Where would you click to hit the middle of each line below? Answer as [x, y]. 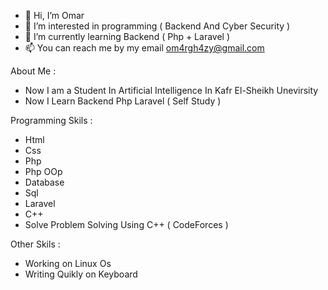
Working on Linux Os [68, 263]
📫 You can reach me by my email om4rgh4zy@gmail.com [144, 48]
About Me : [33, 71]
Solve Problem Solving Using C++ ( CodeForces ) [126, 224]
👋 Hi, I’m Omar [54, 15]
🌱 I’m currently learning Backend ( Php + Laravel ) [127, 36]
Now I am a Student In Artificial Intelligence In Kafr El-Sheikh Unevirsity [171, 90]
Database [44, 182]
